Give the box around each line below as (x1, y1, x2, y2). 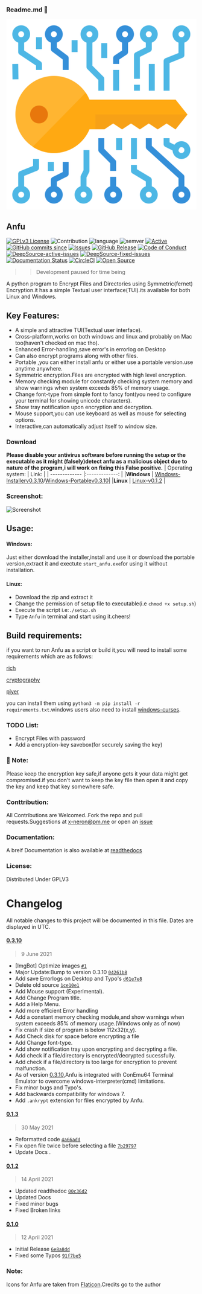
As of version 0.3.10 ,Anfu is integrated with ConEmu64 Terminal (14, 1071, 174, 1078)
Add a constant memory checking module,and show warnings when (14, 1013, 185, 1021)
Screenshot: (6, 492, 43, 500)
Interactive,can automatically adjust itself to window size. (14, 422, 157, 430)
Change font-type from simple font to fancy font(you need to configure (14, 390, 192, 398)
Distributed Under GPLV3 (6, 875, 69, 883)
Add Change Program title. (14, 994, 81, 1001)
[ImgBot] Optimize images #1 (14, 962, 87, 969)
